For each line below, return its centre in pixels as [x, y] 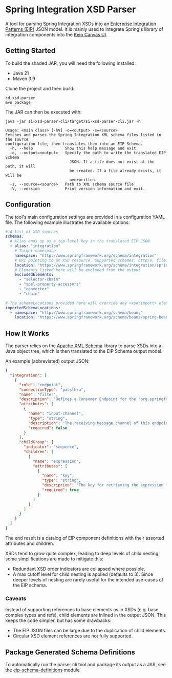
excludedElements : [34, 275]
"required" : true [60, 490]
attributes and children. [30, 543]
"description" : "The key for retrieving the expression [103, 485]
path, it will [20, 166]
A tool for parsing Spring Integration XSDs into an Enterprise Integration [81, 24]
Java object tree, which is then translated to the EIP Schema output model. [84, 351]
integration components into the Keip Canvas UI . [56, 34]
